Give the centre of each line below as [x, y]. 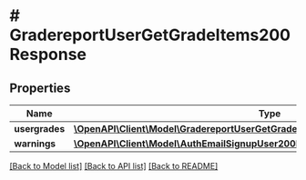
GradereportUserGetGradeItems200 [150, 35]
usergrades [40, 129]
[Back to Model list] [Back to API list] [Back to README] [114, 166]
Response [48, 55]
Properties [40, 88]
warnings [35, 144]
